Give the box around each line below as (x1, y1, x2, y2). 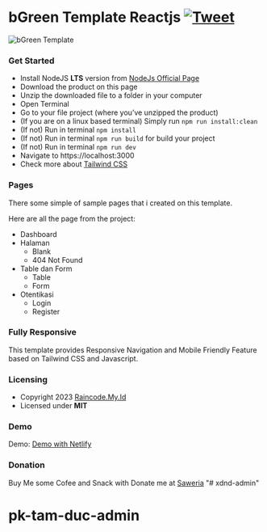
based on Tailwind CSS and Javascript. (8, 353, 139, 363)
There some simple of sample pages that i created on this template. (8, 198, 232, 208)
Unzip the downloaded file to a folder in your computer (19, 91, 203, 100)
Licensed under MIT (19, 401, 88, 411)
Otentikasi (19, 289, 54, 299)
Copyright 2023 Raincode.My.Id (19, 392, 127, 402)
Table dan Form (19, 264, 73, 273)
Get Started (8, 55, 55, 66)
